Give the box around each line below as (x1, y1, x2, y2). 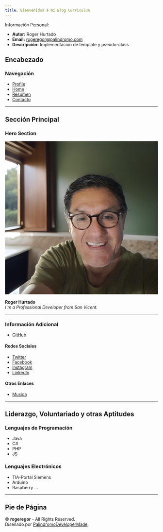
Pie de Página (5, 503, 47, 512)
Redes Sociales (5, 343, 37, 349)
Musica (12, 391, 27, 397)
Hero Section (5, 130, 36, 137)
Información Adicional (5, 321, 59, 327)
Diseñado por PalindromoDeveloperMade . (5, 521, 89, 527)
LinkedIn (12, 369, 30, 375)
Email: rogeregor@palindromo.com (12, 36, 83, 42)
